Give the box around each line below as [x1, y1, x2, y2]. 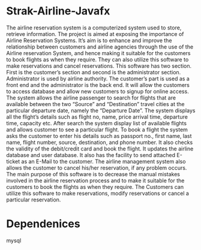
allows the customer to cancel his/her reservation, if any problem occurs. [6, 164, 187, 171]
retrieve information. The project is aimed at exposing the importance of [6, 30, 184, 37]
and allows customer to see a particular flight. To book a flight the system [6, 126, 188, 133]
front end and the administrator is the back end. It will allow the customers [6, 81, 190, 88]
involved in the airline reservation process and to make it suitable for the [6, 177, 185, 184]
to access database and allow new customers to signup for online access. [6, 88, 189, 95]
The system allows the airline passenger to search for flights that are [6, 94, 176, 101]
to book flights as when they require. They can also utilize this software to [6, 56, 189, 63]
